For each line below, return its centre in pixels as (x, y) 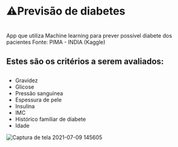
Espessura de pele (38, 100)
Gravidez (26, 81)
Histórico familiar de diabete (50, 119)
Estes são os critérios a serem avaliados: (85, 61)
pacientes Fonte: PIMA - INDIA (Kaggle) (56, 42)
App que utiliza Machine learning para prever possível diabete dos (89, 36)
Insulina (25, 106)
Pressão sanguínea (39, 94)
